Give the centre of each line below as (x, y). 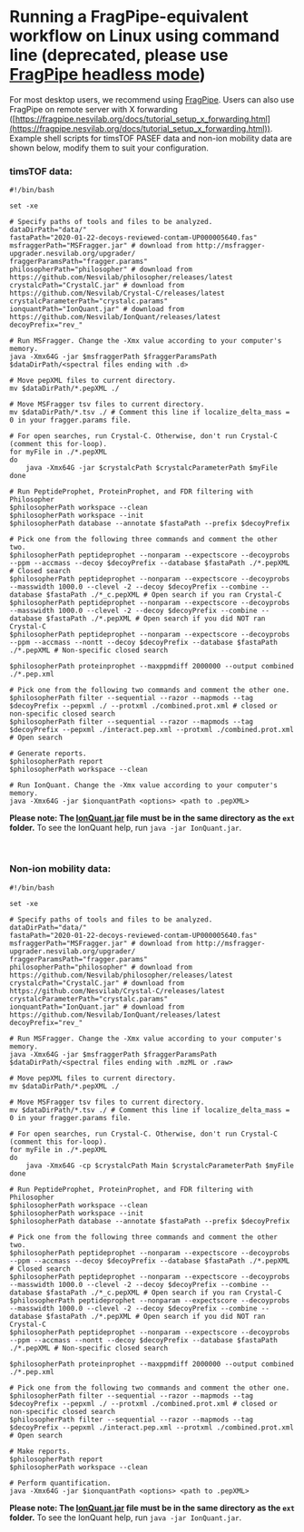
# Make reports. (40, 1451)
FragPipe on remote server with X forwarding (94, 109)
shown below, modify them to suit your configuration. (109, 148)
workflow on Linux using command (144, 36)
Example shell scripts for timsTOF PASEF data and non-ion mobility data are (151, 138)
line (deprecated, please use (119, 55)
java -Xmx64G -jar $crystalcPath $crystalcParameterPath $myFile (152, 468)
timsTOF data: (41, 171)
